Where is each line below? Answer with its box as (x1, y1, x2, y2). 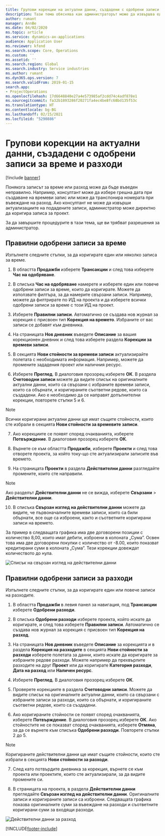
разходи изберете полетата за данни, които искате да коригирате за (12, 652, 158, 658)
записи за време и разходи (5, 158, 123, 169)
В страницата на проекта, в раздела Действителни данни (12, 786, 136, 792)
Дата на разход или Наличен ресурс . (12, 668, 93, 673)
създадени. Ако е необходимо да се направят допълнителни (12, 392, 141, 398)
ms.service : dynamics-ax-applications (5, 35, 85, 40)
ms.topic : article (5, 30, 43, 35)
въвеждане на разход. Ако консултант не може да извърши (5, 199, 131, 206)
